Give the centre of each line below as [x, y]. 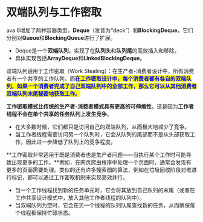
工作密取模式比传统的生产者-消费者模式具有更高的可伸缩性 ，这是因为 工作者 [100, 106]
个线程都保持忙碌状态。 [44, 212]
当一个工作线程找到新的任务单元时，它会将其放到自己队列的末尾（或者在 [105, 190]
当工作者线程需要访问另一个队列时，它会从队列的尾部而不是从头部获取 [102, 134]
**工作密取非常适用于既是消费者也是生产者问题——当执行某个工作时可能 [96, 154]
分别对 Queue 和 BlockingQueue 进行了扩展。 [61, 37]
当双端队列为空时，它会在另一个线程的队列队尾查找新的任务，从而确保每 [105, 205]
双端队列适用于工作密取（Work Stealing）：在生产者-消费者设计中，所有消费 [100, 71]
